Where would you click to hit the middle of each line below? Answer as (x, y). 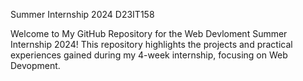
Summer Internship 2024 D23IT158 (82, 14)
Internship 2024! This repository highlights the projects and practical (151, 44)
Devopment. (35, 65)
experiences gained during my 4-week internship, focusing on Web (149, 55)
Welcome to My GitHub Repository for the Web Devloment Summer (149, 33)
